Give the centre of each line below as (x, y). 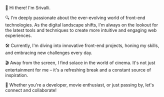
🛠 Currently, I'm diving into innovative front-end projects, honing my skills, (82, 45)
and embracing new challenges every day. (49, 53)
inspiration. (17, 75)
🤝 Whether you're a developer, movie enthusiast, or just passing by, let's (79, 85)
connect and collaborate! (31, 90)
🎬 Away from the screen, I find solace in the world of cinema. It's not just (80, 63)
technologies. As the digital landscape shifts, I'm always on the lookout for (82, 25)
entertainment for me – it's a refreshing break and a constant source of (78, 70)
